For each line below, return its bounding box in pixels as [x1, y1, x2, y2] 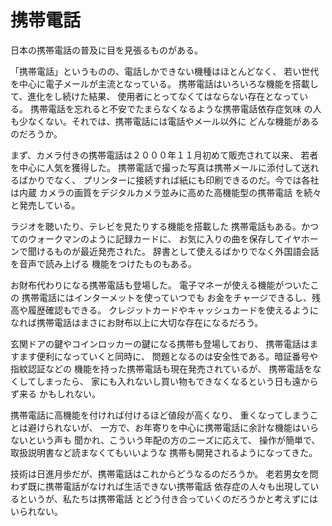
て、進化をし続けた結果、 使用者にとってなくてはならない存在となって [10, 90, 300, 102]
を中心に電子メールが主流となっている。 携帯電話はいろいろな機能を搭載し [10, 77, 319, 90]
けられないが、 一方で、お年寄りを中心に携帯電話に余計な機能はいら [36, 421, 320, 433]
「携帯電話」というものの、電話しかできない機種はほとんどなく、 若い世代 [10, 65, 320, 77]
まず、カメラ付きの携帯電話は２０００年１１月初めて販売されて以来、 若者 [10, 149, 319, 161]
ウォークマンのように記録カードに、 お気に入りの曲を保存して [27, 232, 285, 245]
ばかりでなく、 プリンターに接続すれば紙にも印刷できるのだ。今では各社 [18, 174, 320, 186]
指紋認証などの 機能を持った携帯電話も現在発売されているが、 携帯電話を [10, 362, 313, 375]
